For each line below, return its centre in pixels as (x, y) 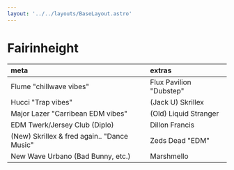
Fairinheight (43, 48)
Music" (22, 145)
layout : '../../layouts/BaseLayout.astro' (70, 14)
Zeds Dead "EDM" (180, 140)
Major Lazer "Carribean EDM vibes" (69, 114)
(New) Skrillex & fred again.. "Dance (70, 136)
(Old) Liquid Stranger (184, 114)
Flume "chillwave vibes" (50, 86)
